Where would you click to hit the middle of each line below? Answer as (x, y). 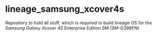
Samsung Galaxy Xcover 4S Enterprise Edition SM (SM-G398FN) (72, 28)
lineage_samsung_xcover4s (65, 9)
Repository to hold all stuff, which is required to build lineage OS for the (79, 23)
